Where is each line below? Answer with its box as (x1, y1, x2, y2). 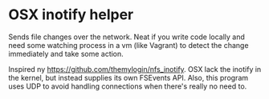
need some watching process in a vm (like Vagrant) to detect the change (8, 40, 249, 49)
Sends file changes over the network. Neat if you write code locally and (8, 32, 245, 42)
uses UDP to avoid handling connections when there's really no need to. (8, 81, 247, 91)
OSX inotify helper (8, 6, 134, 24)
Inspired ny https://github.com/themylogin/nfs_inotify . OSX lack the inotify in (8, 64, 262, 73)
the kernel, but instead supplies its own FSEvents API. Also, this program (8, 73, 249, 82)
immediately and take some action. (8, 49, 124, 58)
